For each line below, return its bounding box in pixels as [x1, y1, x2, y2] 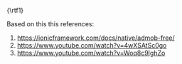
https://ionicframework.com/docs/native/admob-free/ [16, 33, 175, 42]
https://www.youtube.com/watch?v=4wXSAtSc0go [16, 41, 167, 49]
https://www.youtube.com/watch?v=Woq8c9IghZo [16, 49, 166, 57]
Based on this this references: [6, 20, 95, 28]
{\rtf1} [6, 6, 24, 14]
